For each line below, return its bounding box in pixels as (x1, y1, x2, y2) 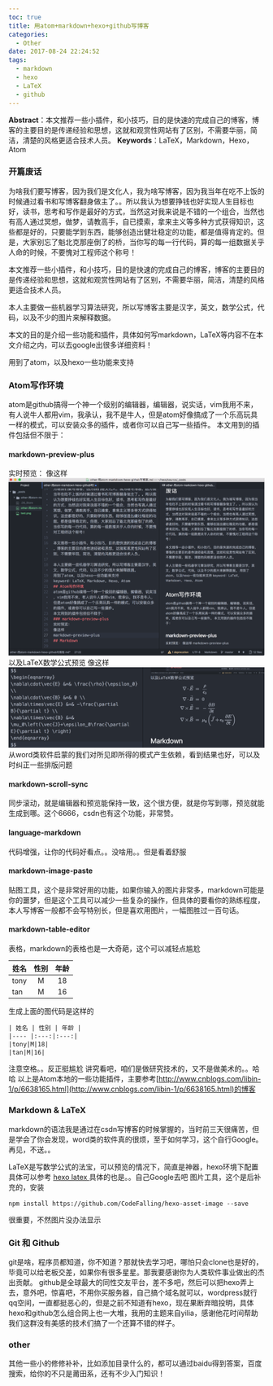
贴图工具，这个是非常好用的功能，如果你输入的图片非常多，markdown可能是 (8, 884, 265, 895)
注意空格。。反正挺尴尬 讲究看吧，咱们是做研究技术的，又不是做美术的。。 (8, 1064, 253, 1073)
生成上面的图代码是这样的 (8, 1006, 94, 1015)
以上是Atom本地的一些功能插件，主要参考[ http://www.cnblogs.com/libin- (17, 1073, 262, 1083)
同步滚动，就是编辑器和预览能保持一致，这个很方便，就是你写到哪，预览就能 (8, 798, 265, 808)
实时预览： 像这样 (8, 468, 67, 478)
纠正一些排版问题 (15, 760, 73, 770)
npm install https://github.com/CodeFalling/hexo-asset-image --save (8, 1200, 249, 1208)
